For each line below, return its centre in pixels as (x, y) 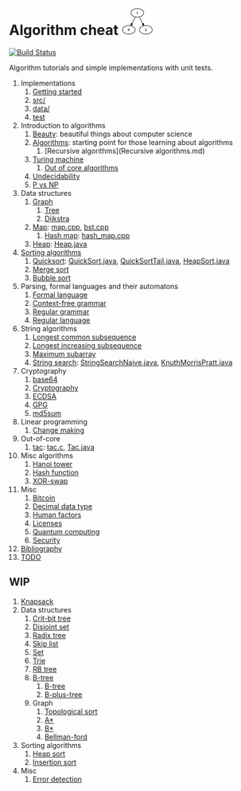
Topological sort (71, 711)
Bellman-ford (66, 737)
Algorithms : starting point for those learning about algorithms (132, 142)
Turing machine (58, 159)
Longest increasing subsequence (87, 345)
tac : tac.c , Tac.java (63, 447)
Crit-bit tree (51, 618)
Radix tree (49, 635)
